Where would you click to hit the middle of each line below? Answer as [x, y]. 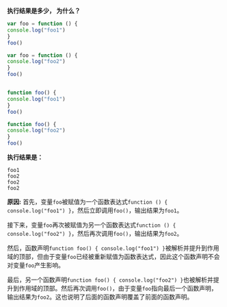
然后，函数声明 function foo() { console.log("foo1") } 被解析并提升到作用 [113, 248]
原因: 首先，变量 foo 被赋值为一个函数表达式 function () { [88, 202]
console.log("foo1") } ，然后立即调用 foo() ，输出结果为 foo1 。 [95, 210]
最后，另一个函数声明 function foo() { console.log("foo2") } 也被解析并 [110, 280]
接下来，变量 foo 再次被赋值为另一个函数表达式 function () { [92, 225]
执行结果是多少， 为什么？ [44, 11]
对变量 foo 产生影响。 [36, 265]
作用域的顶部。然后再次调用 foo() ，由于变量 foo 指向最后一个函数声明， [118, 288]
